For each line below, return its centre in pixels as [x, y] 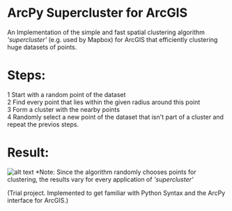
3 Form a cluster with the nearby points [64, 109]
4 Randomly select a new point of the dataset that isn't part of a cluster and [116, 117]
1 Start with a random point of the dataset [67, 94]
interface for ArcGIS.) [38, 200]
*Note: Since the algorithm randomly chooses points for [116, 172]
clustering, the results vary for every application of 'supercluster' [100, 179]
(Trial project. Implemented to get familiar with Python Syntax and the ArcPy [116, 193]
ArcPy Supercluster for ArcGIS [98, 13]
